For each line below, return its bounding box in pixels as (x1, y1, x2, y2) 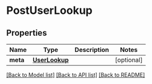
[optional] (114, 56, 143, 64)
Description (74, 46, 110, 54)
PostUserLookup (6, 4, 93, 18)
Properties (6, 28, 47, 38)
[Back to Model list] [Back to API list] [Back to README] (6, 71, 145, 79)
